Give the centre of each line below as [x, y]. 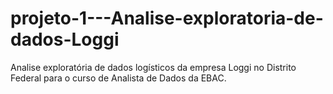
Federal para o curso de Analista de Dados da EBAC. [118, 78]
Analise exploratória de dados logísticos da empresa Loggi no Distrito [153, 67]
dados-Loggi [65, 39]
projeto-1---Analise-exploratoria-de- [167, 18]
